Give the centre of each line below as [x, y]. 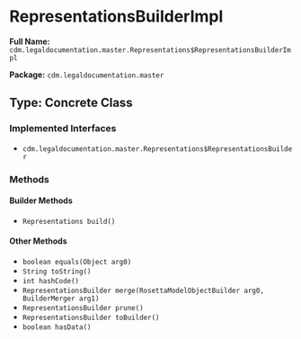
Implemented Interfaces [63, 129]
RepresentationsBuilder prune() [83, 308]
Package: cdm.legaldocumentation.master [87, 75]
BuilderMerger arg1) [61, 299]
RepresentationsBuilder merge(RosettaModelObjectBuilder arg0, [143, 290]
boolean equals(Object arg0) [77, 262]
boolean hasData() [57, 327]
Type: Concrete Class [71, 103]
